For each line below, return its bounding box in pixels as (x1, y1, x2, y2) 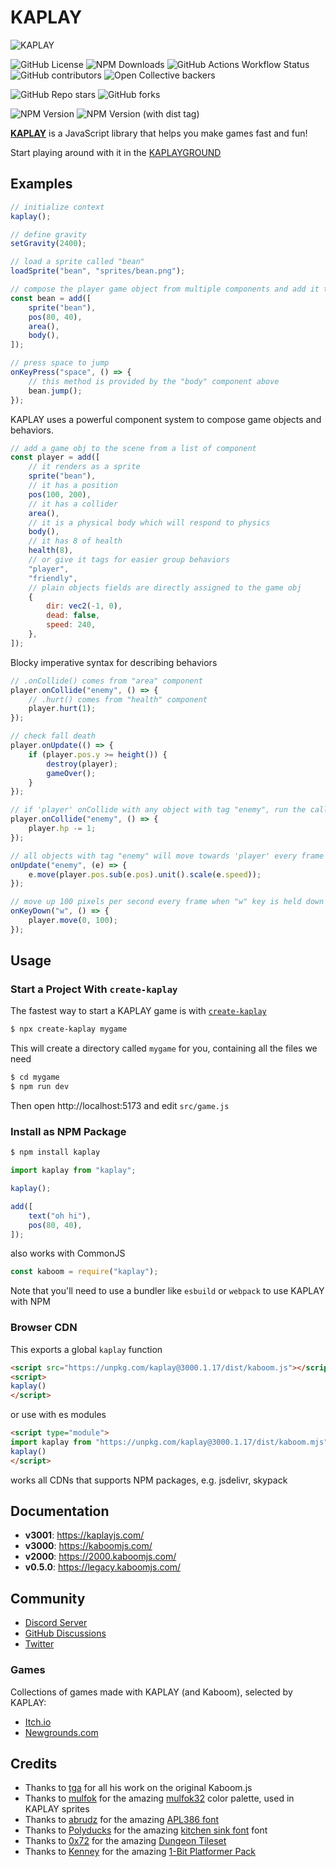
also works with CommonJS (10, 1247, 126, 1260)
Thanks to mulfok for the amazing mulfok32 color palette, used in (24, 1792, 295, 1805)
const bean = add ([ (10, 293, 92, 303)
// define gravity (10, 229, 87, 240)
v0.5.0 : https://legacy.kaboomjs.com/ (24, 1561, 182, 1573)
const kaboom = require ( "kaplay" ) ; (10, 1267, 159, 1277)
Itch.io (24, 1716, 52, 1728)
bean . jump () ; (28, 386, 83, 396)
